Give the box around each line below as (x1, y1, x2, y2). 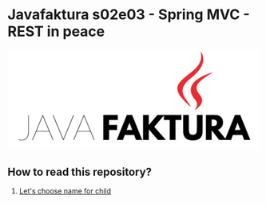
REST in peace (7, 22, 105, 41)
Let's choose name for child (18, 186, 112, 196)
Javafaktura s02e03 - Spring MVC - (7, 6, 250, 24)
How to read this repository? (7, 165, 153, 178)
